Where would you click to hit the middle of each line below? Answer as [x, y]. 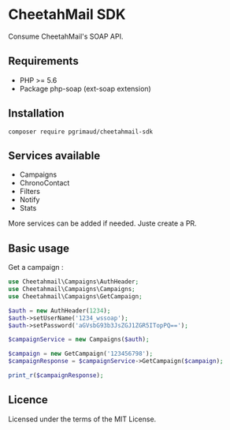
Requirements [43, 61]
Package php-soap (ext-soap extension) [85, 88]
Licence [28, 400]
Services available [54, 155]
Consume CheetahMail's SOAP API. [66, 36]
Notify [30, 200]
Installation [36, 113]
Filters [30, 192]
